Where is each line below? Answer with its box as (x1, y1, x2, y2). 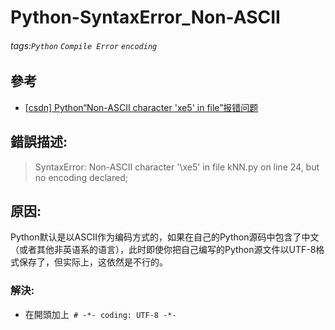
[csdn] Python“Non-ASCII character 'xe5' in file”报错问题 (24, 101, 259, 113)
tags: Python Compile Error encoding (10, 39, 158, 51)
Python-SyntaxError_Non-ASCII (10, 6, 281, 29)
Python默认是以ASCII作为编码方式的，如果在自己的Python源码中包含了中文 (10, 231, 320, 243)
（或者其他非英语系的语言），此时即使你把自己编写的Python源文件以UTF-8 (10, 244, 317, 256)
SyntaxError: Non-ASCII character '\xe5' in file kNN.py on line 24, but (34, 161, 320, 173)
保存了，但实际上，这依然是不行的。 (18, 256, 168, 268)
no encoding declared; (34, 171, 128, 183)
